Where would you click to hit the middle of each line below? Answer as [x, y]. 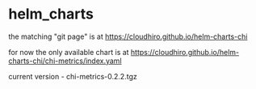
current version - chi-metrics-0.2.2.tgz [73, 76]
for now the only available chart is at [69, 52]
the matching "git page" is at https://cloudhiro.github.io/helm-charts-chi [128, 36]
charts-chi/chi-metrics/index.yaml [65, 61]
